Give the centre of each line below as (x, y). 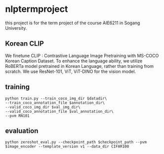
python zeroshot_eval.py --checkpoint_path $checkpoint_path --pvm (76, 142)
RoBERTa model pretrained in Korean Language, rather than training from (80, 66)
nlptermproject (37, 9)
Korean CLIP (25, 44)
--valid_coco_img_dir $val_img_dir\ (43, 107)
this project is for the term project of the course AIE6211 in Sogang (73, 23)
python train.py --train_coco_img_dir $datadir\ (56, 98)
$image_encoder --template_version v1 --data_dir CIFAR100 (67, 147)
